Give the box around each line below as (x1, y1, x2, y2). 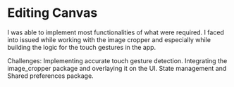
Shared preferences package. (7, 72, 94, 80)
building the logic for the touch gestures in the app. (7, 43, 156, 51)
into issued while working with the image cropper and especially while (7, 35, 211, 43)
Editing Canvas (7, 5, 98, 21)
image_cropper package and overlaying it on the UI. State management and (7, 64, 227, 72)
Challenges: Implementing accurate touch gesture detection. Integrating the (7, 56, 228, 65)
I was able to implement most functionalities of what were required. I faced (7, 28, 224, 36)
